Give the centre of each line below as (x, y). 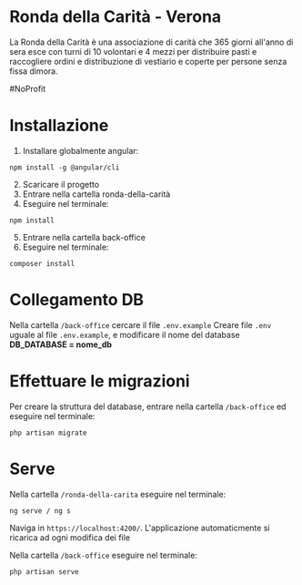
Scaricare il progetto (61, 184)
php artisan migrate (49, 433)
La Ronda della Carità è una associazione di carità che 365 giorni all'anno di (151, 42)
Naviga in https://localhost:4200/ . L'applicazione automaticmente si (140, 528)
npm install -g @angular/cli (65, 167)
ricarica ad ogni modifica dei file (70, 537)
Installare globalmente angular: (81, 150)
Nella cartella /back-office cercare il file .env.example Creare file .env (141, 324)
